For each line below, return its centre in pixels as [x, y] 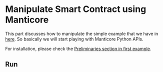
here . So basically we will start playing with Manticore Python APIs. [74, 39]
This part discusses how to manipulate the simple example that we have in [82, 33]
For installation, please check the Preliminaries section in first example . [78, 48]
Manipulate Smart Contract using [76, 9]
